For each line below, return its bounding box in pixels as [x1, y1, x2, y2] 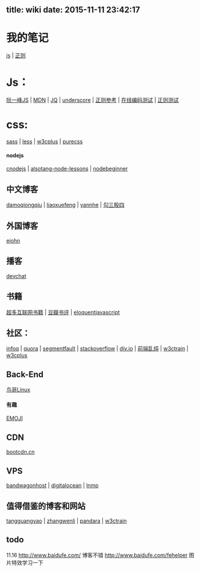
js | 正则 [6, 52, 26, 59]
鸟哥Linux [6, 386, 31, 393]
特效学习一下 [11, 559, 43, 566]
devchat [6, 272, 27, 279]
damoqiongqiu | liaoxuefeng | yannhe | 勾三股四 [6, 202, 125, 209]
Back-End [6, 369, 44, 380]
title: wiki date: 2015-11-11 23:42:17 [6, 5, 140, 15]
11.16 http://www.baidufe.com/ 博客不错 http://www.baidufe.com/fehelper [6, 551, 188, 559]
